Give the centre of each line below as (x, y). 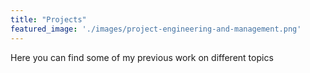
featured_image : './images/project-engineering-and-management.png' (156, 29)
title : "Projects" (48, 19)
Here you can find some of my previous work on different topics (142, 57)
